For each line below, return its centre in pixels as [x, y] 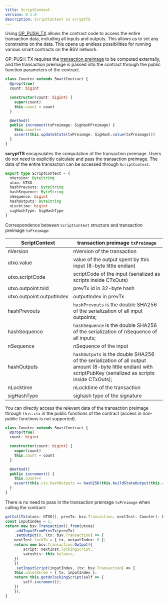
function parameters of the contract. [43, 70]
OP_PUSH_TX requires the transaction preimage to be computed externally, [83, 59]
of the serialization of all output [110, 360]
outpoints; [85, 317]
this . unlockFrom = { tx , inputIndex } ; [56, 573]
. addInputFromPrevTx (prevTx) [44, 531]
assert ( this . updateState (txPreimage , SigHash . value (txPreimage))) [85, 135]
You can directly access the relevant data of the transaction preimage [77, 408]
